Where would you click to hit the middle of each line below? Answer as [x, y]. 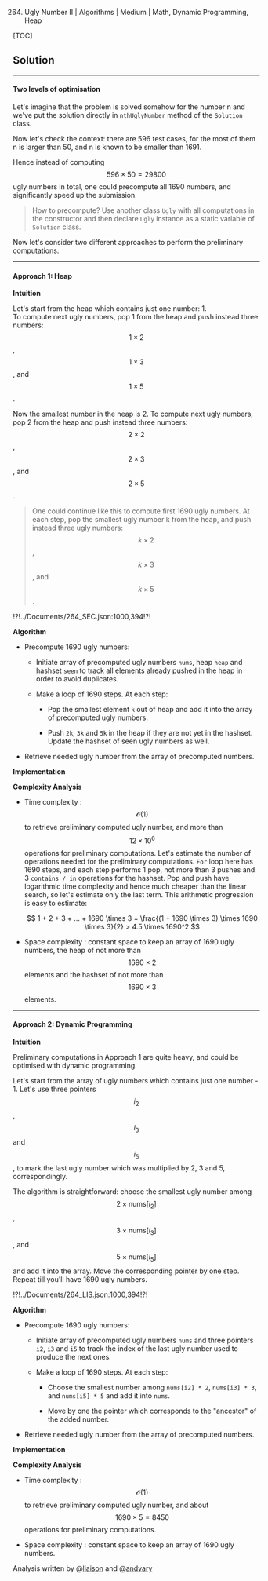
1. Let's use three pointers [54, 1089]
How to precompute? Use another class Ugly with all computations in [143, 210]
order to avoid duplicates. [77, 679]
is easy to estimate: [55, 903]
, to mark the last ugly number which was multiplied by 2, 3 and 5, [119, 1168]
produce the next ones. [74, 1356]
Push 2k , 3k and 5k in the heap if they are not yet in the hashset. [150, 733]
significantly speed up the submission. [75, 195]
